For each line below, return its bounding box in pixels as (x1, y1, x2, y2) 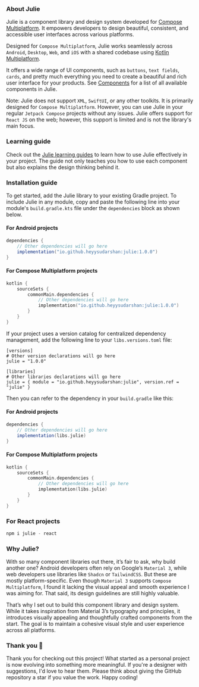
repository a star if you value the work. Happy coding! (6, 674, 138, 681)
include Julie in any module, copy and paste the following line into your (6, 198, 180, 205)
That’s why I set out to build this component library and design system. (6, 601, 179, 608)
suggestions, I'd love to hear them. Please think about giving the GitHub (6, 667, 182, 674)
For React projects (6, 517, 61, 525)
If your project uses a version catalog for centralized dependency (6, 330, 166, 337)
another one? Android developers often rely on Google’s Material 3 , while (6, 564, 187, 572)
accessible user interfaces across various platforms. (6, 31, 135, 38)
